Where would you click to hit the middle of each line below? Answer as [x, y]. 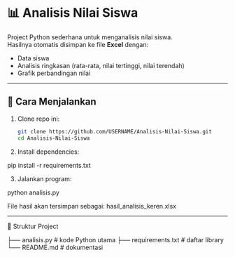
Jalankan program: [44, 178]
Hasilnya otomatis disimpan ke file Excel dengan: [78, 44]
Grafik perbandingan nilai [54, 73]
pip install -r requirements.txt [49, 165]
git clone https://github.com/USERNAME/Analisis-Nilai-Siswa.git [114, 131]
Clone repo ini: [38, 119]
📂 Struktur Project [33, 226]
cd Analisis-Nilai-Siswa [54, 138]
